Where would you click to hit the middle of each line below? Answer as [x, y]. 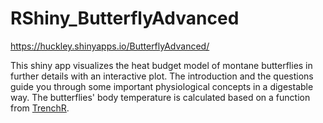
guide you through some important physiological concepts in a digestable [162, 86]
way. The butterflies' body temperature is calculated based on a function [160, 97]
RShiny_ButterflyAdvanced [125, 18]
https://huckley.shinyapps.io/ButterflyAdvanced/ [110, 46]
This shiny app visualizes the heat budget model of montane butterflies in [161, 65]
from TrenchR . [40, 108]
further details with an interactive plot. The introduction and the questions [162, 76]
